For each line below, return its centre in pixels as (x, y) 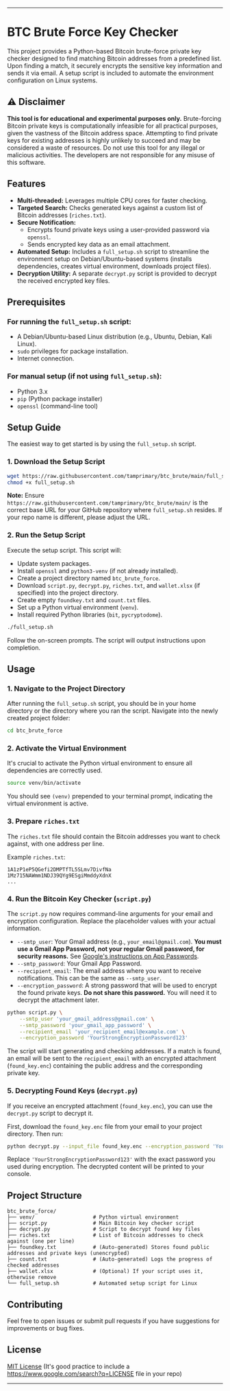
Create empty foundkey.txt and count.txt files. (84, 600)
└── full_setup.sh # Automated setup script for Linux (102, 1284)
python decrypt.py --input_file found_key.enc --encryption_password (108, 1146)
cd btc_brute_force (35, 731)
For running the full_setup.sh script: (69, 321)
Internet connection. (46, 358)
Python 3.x (32, 391)
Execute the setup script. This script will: (64, 550)
